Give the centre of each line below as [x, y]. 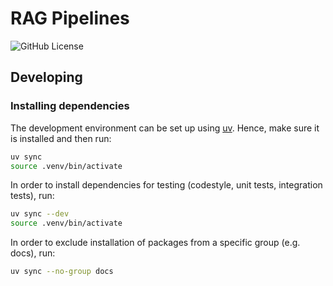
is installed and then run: [61, 138]
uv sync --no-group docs [62, 272]
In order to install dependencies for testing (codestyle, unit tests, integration [166, 185]
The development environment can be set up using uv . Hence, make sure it [165, 128]
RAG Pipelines [70, 18]
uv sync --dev [40, 214]
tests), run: [32, 196]
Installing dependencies [70, 106]
